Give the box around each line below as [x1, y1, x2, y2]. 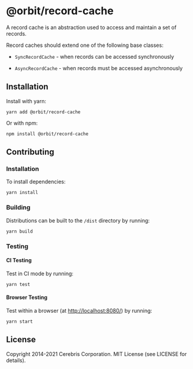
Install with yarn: [6, 97, 46, 104]
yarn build [6, 228, 33, 234]
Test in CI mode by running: [6, 270, 74, 277]
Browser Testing [6, 294, 48, 301]
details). [6, 357, 26, 364]
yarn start [6, 319, 33, 325]
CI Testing [6, 257, 32, 264]
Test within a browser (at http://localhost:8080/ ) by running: [6, 307, 153, 314]
